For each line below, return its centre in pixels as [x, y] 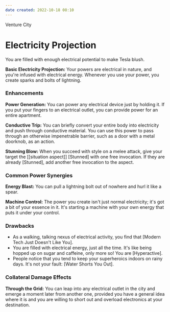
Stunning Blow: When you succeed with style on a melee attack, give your [84, 151]
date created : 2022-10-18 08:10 [40, 10]
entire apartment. [23, 115]
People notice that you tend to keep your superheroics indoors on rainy [88, 259]
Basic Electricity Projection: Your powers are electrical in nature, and [79, 69]
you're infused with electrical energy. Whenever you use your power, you [82, 75]
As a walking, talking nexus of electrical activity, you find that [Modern [87, 237]
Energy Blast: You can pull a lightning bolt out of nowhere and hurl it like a [83, 186]
